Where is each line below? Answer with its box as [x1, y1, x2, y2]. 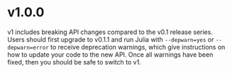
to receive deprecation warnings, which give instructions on [50, 43, 226, 51]
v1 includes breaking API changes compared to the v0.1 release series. [7, 28, 213, 36]
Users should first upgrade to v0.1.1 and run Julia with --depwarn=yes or [7, 35, 214, 43]
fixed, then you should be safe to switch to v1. [7, 57, 142, 66]
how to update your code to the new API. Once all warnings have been [7, 50, 214, 59]
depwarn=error [7, 44, 50, 51]
